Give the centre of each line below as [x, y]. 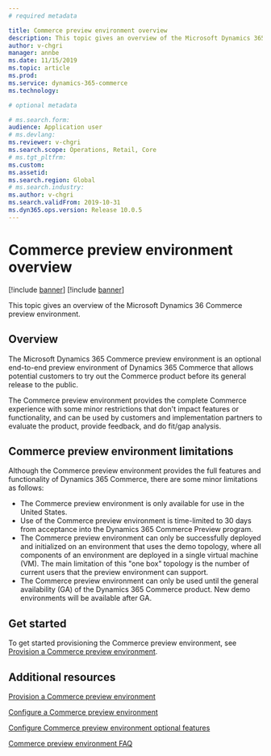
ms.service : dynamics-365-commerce [68, 83]
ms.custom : [27, 165]
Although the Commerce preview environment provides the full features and [135, 471]
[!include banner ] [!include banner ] [67, 289]
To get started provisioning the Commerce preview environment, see [123, 643]
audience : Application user [56, 127]
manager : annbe [34, 53]
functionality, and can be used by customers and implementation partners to [135, 417]
